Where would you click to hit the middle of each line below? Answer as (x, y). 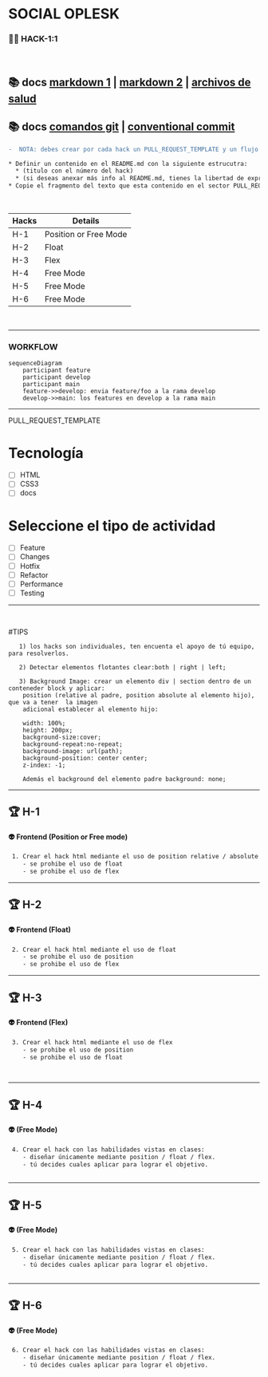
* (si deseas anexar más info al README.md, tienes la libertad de (130, 179)
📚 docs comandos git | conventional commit (122, 127)
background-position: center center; (85, 758)
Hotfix (30, 566)
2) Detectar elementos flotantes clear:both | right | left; (122, 667)
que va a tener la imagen (53, 702)
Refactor (34, 574)
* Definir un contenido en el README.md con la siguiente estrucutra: (128, 164)
